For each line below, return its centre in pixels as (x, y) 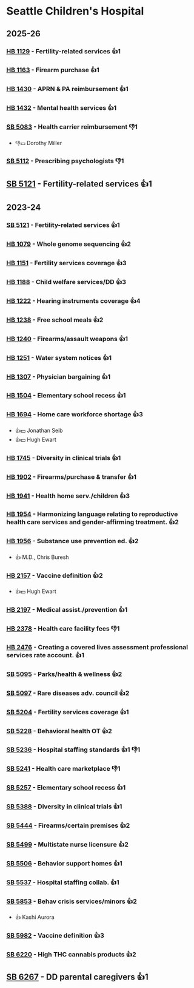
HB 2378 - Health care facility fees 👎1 (63, 628)
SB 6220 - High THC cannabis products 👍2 (71, 955)
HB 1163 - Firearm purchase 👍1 (53, 70)
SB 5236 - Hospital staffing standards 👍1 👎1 (73, 749)
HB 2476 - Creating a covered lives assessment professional (97, 647)
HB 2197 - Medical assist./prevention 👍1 (67, 609)
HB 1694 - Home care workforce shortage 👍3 (75, 414)
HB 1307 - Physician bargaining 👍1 (59, 376)
